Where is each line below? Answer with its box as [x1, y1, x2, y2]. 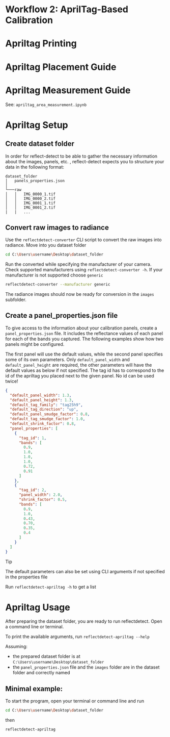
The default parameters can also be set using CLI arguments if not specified [5, 568, 165, 574]
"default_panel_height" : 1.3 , [10, 397, 74, 402]
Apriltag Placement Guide [5, 61, 117, 72]
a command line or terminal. [5, 624, 64, 630]
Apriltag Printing [5, 38, 77, 49]
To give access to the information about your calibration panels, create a [5, 325, 157, 331]
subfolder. [5, 297, 26, 303]
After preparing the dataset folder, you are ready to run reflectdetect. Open [5, 618, 163, 624]
